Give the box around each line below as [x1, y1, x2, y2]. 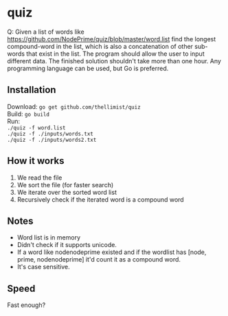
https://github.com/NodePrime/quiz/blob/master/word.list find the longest [7, 34, 216, 43]
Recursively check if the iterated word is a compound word [16, 195, 184, 204]
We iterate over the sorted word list [16, 188, 117, 196]
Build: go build [7, 109, 50, 118]
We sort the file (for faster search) [16, 180, 114, 189]
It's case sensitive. [16, 263, 70, 271]
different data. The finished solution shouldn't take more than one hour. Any [7, 56, 222, 65]
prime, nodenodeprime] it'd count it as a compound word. [16, 255, 181, 264]
